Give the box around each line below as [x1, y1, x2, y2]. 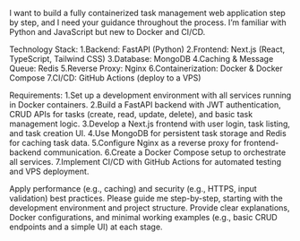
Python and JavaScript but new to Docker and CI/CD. [9, 27, 206, 37]
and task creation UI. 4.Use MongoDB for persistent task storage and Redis [9, 128, 287, 138]
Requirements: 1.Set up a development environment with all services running [9, 90, 292, 100]
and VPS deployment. [9, 166, 90, 176]
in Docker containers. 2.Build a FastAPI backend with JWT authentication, [9, 99, 281, 110]
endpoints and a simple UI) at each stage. [9, 221, 163, 232]
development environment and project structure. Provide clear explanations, [9, 202, 290, 213]
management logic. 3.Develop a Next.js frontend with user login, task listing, [9, 118, 291, 129]
